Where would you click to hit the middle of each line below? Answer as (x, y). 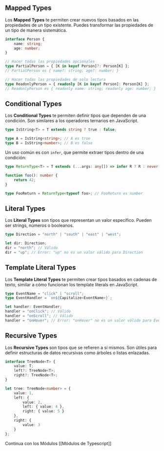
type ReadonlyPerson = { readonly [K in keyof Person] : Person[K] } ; (77, 84)
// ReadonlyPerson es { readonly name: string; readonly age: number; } (81, 88)
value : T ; (24, 366)
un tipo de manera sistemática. (36, 30)
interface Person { (25, 39)
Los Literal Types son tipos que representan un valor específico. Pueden (79, 220)
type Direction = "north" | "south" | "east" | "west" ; (63, 235)
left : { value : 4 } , (43, 407)
